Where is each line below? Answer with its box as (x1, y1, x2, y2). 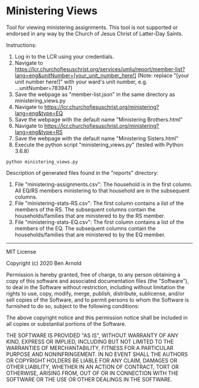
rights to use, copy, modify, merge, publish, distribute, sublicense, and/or (6, 290, 185, 297)
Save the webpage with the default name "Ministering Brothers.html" (14, 116, 183, 123)
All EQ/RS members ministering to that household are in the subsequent (14, 187, 190, 194)
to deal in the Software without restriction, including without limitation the (6, 283, 185, 291)
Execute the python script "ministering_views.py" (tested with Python (14, 141, 184, 148)
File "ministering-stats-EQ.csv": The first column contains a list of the (14, 218, 185, 226)
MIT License (6, 248, 37, 255)
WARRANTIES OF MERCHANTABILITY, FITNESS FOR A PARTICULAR (6, 344, 174, 351)
